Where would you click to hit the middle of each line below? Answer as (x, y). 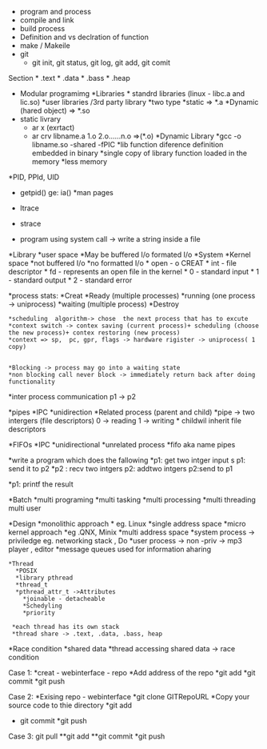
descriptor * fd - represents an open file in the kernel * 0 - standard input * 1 (134, 272)
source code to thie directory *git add (70, 705)
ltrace (30, 208)
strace (30, 224)
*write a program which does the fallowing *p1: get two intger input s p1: (127, 460)
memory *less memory (70, 162)
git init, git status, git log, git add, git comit (101, 62)
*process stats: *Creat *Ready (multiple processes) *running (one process (132, 296)
